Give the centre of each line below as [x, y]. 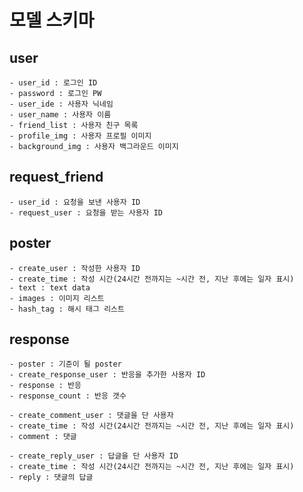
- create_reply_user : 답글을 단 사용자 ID [94, 456]
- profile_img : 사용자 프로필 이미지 [80, 136]
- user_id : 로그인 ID [53, 83]
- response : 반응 [45, 386]
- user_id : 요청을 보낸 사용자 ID [75, 202]
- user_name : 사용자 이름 [60, 115]
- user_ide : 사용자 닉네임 [61, 104]
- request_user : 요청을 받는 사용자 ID [86, 212]
